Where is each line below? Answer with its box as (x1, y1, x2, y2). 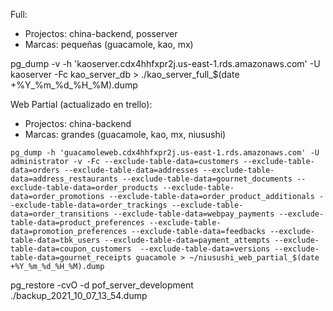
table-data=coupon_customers (10, 244, 132, 254)
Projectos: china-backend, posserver (24, 28, 178, 39)
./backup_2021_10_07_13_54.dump (10, 290, 148, 301)
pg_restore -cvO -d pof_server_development (10, 279, 194, 291)
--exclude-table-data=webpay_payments (113, 209, 275, 219)
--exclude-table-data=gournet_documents (121, 174, 293, 184)
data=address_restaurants (10, 174, 118, 184)
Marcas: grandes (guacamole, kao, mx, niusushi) (24, 129, 227, 140)
